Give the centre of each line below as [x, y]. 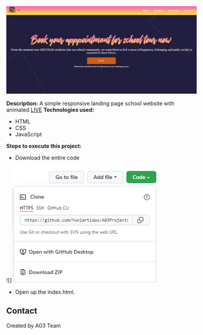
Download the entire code [47, 158]
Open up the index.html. [45, 292]
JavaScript [28, 134]
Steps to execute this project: [44, 146]
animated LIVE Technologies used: [50, 110]
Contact [22, 311]
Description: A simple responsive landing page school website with [91, 103]
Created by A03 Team [34, 325]
